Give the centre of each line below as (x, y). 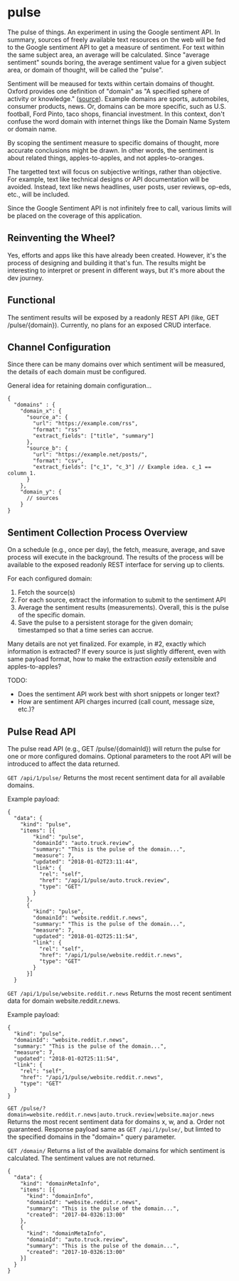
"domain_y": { (41, 492)
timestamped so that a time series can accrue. (86, 630)
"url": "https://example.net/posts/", (90, 455)
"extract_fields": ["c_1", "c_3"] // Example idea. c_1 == (122, 467)
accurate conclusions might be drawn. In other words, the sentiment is (111, 150)
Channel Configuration (59, 347)
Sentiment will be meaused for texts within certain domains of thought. (111, 83)
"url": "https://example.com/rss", (86, 424)
